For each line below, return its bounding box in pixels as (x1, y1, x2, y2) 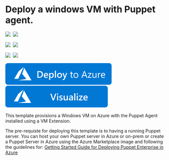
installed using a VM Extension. (5, 118, 71, 124)
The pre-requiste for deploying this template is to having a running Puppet (5, 127, 161, 134)
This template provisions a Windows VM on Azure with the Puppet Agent (5, 112, 158, 118)
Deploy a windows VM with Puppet (5, 4, 156, 15)
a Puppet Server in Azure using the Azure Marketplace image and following (5, 139, 163, 145)
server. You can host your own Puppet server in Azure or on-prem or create (5, 133, 164, 139)
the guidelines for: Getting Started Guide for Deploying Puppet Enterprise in (5, 144, 164, 150)
